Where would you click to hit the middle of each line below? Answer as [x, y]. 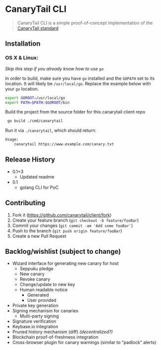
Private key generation [35, 305]
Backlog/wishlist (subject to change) [63, 252]
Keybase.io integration [35, 327]
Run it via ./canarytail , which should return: [51, 130]
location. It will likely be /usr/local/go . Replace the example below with [78, 83]
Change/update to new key [47, 285]
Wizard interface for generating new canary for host [65, 263]
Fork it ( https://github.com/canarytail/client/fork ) [62, 215]
